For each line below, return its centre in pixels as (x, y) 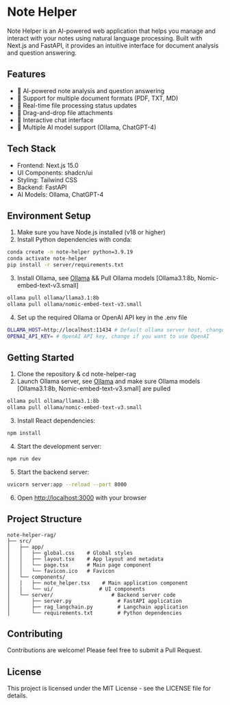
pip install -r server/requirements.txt (66, 265)
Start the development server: (59, 446)
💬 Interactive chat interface (55, 120)
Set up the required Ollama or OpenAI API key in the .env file (102, 317)
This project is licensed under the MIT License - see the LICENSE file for (109, 689)
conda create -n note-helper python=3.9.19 (70, 252)
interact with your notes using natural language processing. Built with (105, 38)
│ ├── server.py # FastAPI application (95, 601)
